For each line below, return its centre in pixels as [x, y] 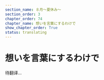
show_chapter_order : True [31, 28]
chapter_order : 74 [24, 19]
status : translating [26, 32]
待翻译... [13, 73]
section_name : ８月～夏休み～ [33, 10]
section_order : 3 [23, 14]
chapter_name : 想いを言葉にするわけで [41, 23]
